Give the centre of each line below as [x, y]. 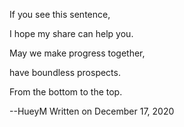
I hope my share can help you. [71, 33]
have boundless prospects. [65, 72]
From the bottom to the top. [66, 92]
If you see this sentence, [60, 14]
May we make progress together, [77, 53]
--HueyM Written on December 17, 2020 [92, 111]
